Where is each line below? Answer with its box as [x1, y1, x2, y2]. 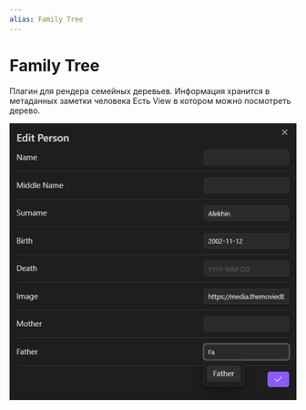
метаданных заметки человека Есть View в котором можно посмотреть [9, 95, 291, 106]
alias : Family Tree [9, 15, 84, 24]
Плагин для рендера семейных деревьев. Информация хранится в [9, 85, 270, 96]
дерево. [9, 105, 41, 116]
